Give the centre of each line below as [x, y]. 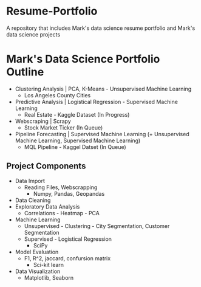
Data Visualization [38, 271]
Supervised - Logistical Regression [68, 239]
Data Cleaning [33, 200]
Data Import [30, 181]
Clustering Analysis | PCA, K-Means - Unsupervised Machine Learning [103, 89]
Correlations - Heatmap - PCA [62, 213]
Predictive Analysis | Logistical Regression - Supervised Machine [96, 102]
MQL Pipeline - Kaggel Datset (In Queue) [75, 147]
